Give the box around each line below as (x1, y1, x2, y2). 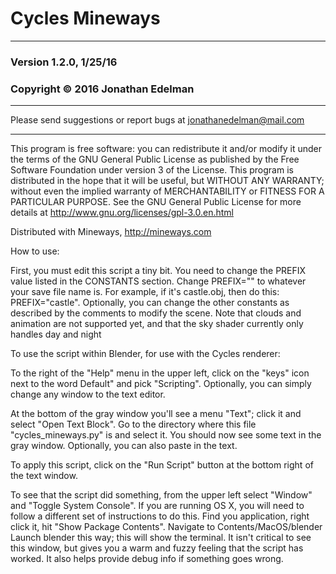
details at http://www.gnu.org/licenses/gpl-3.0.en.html (10, 207, 235, 219)
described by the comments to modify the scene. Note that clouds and (10, 307, 302, 319)
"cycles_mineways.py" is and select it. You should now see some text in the (10, 429, 322, 441)
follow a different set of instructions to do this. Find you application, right (10, 510, 310, 522)
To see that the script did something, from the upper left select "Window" (10, 489, 313, 501)
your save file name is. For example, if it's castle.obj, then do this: (10, 286, 280, 298)
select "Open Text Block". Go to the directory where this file (10, 418, 257, 431)
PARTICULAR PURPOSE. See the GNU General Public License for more (10, 196, 302, 208)
